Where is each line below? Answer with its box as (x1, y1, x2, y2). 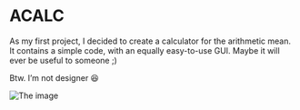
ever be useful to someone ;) (9, 55, 118, 65)
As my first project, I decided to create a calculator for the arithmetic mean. (9, 35, 291, 46)
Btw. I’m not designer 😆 (9, 72, 100, 83)
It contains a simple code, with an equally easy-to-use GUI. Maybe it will (9, 45, 280, 55)
